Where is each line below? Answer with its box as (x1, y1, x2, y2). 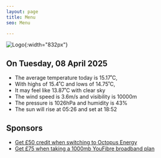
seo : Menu (6, 20, 31, 26)
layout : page (6, 8, 39, 15)
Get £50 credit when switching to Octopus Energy (14, 139, 138, 146)
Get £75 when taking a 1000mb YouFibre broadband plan (14, 145, 155, 152)
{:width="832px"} (24, 41, 68, 48)
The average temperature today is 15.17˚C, (14, 74, 118, 81)
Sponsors (6, 123, 43, 133)
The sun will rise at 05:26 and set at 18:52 (14, 106, 117, 113)
